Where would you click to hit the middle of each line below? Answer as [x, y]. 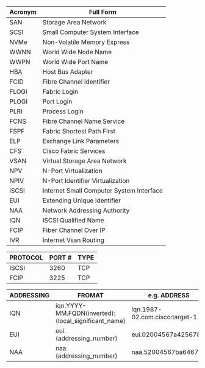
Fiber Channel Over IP [74, 230]
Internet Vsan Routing [74, 240]
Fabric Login [60, 92]
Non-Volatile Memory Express [86, 42]
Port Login [57, 101]
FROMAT [90, 295]
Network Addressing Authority [86, 211]
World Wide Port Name [75, 62]
